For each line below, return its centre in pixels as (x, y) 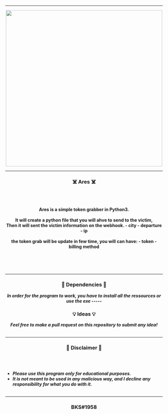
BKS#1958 (84, 407)
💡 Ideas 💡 (84, 314)
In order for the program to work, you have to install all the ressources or (84, 295)
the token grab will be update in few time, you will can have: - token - (84, 241)
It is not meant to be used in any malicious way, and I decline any (81, 379)
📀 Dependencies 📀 (84, 284)
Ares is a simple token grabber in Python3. (84, 209)
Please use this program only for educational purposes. (72, 373)
